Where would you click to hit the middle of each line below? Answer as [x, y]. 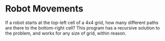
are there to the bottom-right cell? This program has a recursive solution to [82, 27]
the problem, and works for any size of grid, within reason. [66, 33]
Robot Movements [45, 9]
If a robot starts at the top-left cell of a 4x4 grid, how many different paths [82, 22]
